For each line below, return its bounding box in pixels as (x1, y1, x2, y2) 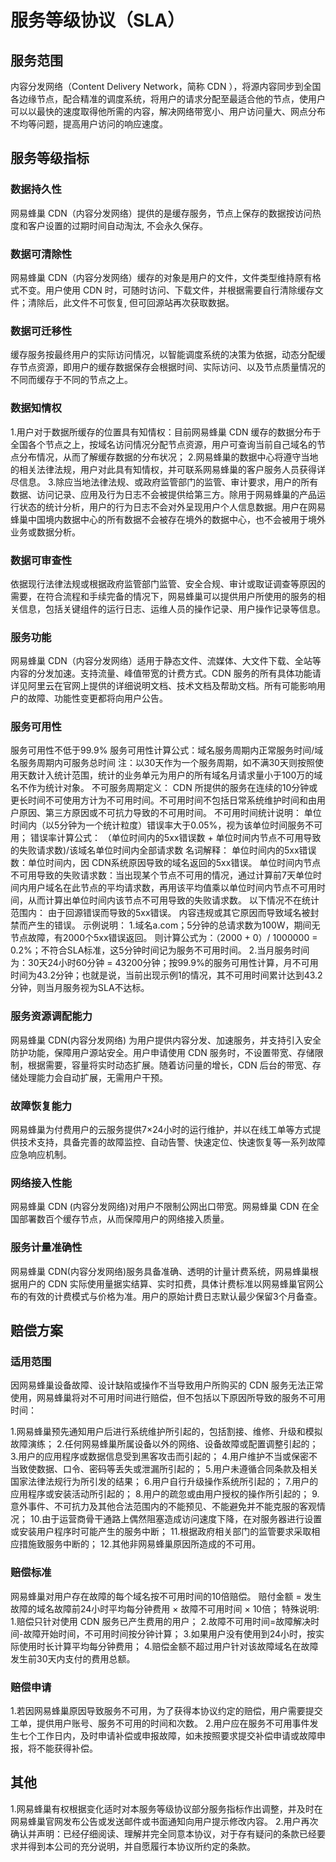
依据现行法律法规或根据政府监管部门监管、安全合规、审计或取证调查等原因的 (10, 577, 326, 590)
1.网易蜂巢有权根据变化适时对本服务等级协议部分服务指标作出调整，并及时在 (10, 1802, 323, 1815)
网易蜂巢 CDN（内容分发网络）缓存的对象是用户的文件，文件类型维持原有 (10, 271, 313, 283)
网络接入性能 (10, 1176, 73, 1190)
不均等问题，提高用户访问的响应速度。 (10, 118, 168, 130)
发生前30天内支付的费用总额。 (10, 1652, 136, 1665)
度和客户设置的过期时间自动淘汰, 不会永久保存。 (10, 219, 208, 231)
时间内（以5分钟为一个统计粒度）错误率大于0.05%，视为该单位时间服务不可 (10, 819, 323, 831)
